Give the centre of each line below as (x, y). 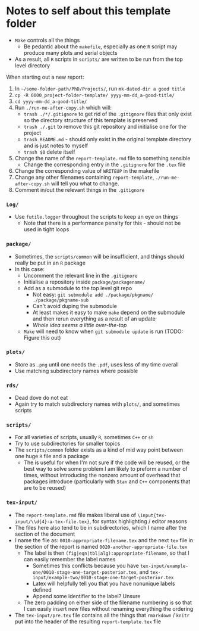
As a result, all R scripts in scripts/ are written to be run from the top (99, 59)
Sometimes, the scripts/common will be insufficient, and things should (99, 256)
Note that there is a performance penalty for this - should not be (102, 223)
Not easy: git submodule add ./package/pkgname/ (93, 294)
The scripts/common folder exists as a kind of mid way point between (99, 450)
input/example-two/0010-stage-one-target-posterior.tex (103, 577)
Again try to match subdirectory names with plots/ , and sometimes (97, 404)
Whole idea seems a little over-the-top (80, 325)
